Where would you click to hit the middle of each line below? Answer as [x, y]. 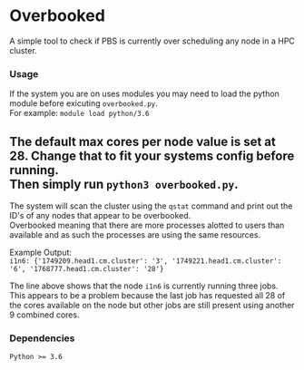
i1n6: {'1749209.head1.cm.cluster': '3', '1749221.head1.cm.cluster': [146, 261]
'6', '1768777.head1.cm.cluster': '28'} [87, 269]
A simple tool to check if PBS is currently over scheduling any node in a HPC [152, 41]
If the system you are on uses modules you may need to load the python [144, 94]
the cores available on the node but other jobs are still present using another [152, 306]
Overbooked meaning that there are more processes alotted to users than [147, 225]
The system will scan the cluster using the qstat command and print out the [151, 206]
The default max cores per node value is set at [143, 141]
